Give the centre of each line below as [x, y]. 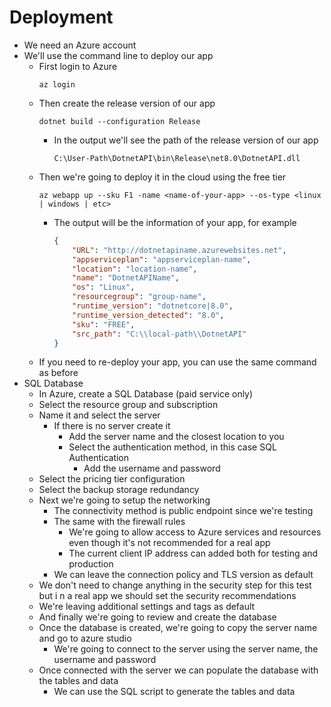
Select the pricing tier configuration [112, 479]
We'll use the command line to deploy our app [118, 55]
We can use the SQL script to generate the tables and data [174, 692]
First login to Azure [78, 66]
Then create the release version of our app [127, 103]
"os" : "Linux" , [104, 287]
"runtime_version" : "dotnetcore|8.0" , [153, 306]
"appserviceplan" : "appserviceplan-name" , [162, 259]
